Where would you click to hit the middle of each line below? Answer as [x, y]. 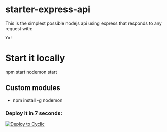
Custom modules [33, 88]
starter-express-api [48, 9]
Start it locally [35, 58]
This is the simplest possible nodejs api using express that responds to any [84, 23]
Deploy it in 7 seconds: [34, 113]
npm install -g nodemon [38, 100]
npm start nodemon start [31, 72]
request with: [19, 28]
